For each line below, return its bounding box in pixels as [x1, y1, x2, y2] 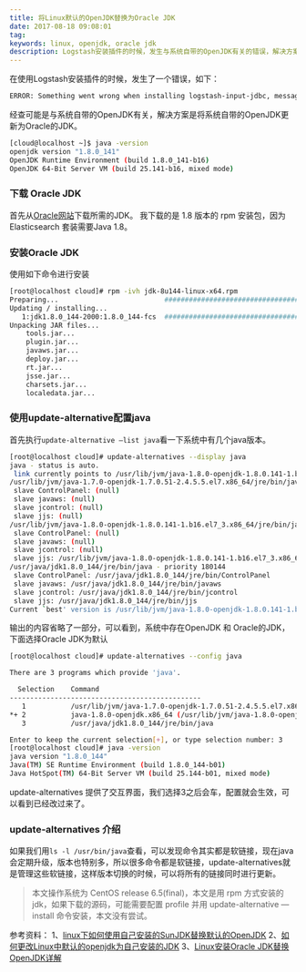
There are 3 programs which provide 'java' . [9, 669, 181, 678]
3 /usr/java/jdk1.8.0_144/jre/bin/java [21, 719, 214, 728]
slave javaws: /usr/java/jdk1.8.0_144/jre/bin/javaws [13, 579, 222, 588]
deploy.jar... [25, 354, 79, 364]
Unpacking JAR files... [9, 321, 100, 330]
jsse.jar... [25, 371, 71, 381]
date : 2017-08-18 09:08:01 [9, 22, 112, 31]
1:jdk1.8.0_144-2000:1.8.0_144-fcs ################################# [21, 312, 300, 322]
